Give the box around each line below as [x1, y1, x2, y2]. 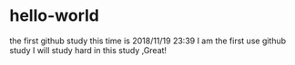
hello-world [9, 5, 100, 26]
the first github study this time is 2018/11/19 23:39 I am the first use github [9, 35, 287, 46]
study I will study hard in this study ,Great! [9, 44, 167, 55]
